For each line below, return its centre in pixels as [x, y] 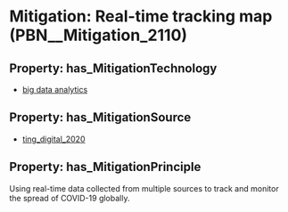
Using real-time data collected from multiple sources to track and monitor [144, 188]
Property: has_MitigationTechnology [113, 68]
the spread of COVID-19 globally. [70, 198]
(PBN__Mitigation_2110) [99, 35]
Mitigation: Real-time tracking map [141, 16]
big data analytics [55, 90]
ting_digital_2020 [53, 139]
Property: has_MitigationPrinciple [105, 167]
